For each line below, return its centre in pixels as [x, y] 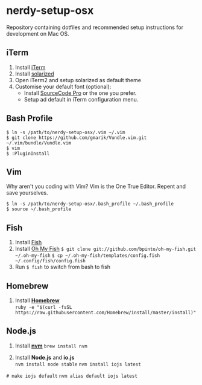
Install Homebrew [37, 300]
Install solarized [34, 74]
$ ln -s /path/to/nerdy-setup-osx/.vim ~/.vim [66, 132]
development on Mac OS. [38, 33]
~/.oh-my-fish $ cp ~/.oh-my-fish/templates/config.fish [87, 256]
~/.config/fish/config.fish [50, 261]
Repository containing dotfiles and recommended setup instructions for [95, 27]
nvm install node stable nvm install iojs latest [78, 364]
